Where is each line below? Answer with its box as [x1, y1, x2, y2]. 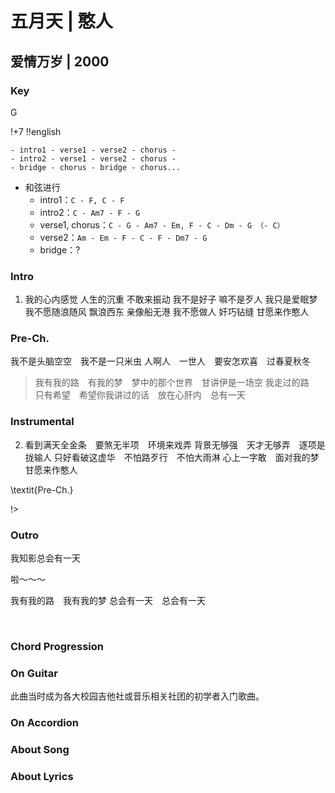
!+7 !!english [10, 125, 62, 137]
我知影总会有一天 [10, 552, 81, 564]
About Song [10, 743, 70, 757]
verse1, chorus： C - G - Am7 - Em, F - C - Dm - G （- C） [39, 218, 285, 231]
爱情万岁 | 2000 [10, 53, 110, 70]
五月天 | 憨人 [10, 10, 113, 33]
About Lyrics [10, 770, 74, 784]
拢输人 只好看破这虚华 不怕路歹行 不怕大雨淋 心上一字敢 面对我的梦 [24, 451, 320, 463]
